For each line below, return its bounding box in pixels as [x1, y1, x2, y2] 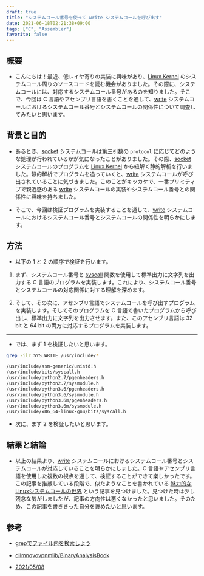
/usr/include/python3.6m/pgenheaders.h [6, 397, 107, 403]
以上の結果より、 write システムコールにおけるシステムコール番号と [15, 457, 183, 465]
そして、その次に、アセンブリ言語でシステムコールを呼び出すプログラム [15, 299, 195, 306]
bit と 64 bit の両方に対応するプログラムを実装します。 [15, 321, 152, 329]
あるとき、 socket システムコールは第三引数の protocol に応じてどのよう [15, 147, 196, 155]
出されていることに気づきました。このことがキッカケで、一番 [15, 177, 169, 185]
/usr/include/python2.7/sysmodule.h [6, 380, 99, 386]
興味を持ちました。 [31, 193, 80, 201]
